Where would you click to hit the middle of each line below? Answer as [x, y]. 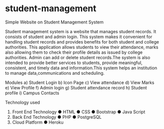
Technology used [23, 102]
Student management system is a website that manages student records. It [81, 31]
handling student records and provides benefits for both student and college [82, 42]
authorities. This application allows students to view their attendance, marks [82, 47]
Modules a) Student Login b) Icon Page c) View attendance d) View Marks [80, 82]
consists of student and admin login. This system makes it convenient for [79, 37]
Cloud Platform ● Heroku [38, 122]
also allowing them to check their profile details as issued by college [74, 52]
